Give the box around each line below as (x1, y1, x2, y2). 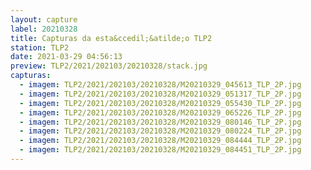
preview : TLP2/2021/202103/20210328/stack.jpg (10, 61, 208, 71)
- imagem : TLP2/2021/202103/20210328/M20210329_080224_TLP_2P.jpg (19, 126, 302, 136)
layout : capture (10, 14, 78, 25)
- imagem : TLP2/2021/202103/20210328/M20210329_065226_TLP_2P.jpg (19, 107, 302, 118)
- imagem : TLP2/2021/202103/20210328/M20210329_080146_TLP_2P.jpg (19, 117, 302, 127)
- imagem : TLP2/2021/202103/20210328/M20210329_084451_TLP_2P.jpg (19, 145, 302, 155)
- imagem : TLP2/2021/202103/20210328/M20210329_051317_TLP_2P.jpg (19, 89, 302, 99)
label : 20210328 (10, 24, 78, 34)
